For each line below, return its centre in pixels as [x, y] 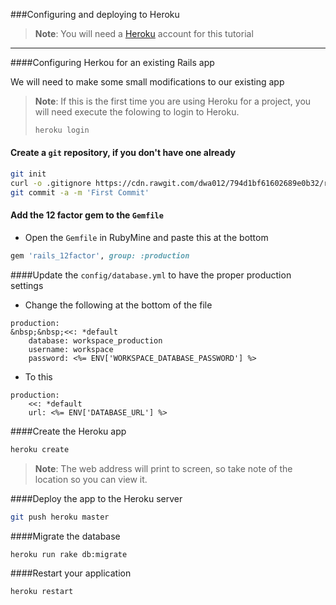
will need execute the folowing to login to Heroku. [137, 112]
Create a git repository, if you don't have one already [123, 153]
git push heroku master [60, 517]
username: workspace [71, 349]
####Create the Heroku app [68, 431]
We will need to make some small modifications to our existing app [147, 82]
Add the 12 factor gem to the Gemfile [87, 215]
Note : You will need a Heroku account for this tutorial [144, 33]
